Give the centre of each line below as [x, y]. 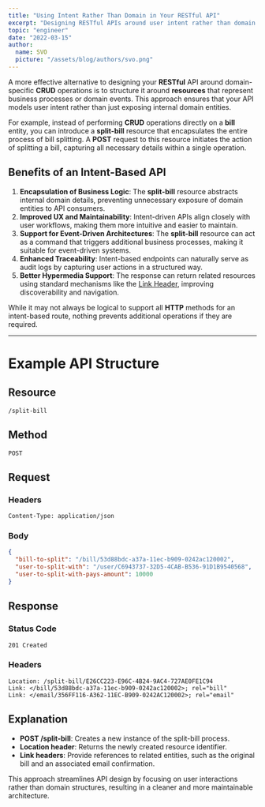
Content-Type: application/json [61, 516]
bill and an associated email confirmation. [87, 764]
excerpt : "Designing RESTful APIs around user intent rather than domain [132, 23]
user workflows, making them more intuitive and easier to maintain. [129, 225]
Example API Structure [84, 363]
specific [21, 90]
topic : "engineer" [38, 30]
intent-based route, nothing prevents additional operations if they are [120, 316]
